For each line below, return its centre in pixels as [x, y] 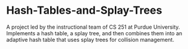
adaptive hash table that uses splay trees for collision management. [90, 39]
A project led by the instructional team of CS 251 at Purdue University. [93, 27]
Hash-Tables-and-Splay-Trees [84, 10]
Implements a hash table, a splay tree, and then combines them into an [94, 33]
